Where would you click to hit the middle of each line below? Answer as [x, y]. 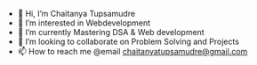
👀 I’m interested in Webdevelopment [84, 23]
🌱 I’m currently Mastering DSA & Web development [111, 32]
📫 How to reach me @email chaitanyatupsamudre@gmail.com [133, 51]
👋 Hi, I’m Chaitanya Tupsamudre [76, 14]
